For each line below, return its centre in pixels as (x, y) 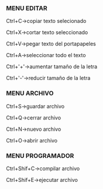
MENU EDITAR (27, 8)
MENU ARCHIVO (30, 94)
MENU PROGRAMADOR (40, 155)
